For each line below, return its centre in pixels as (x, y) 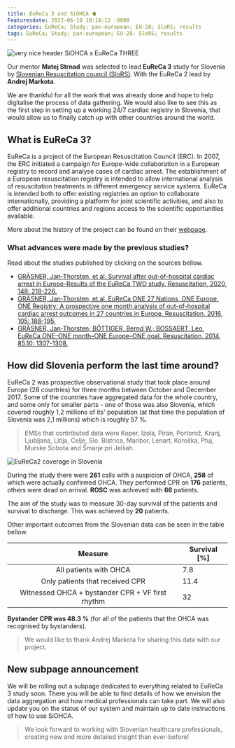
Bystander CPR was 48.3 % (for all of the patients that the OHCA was (108, 619)
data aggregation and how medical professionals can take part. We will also (116, 700)
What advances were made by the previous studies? (98, 247)
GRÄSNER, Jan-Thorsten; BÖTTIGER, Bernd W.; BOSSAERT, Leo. (111, 328)
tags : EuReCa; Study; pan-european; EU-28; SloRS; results (95, 33)
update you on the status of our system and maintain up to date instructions (116, 708)
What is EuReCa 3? (50, 140)
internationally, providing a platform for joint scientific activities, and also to (115, 201)
